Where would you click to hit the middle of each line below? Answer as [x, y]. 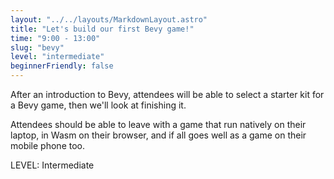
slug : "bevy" [37, 47]
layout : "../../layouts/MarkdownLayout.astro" [109, 19]
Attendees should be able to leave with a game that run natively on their [158, 124]
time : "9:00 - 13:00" [55, 38]
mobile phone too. [47, 145]
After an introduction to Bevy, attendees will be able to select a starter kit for [167, 94]
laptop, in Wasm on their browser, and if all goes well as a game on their [158, 135]
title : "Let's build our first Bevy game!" [102, 29]
